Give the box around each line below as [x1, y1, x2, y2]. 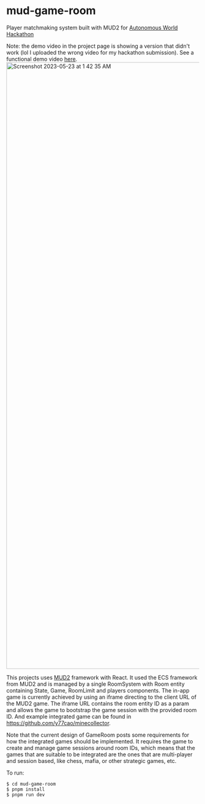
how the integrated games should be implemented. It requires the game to [6, 737, 193, 745]
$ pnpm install [6, 786, 45, 792]
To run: [6, 769, 24, 776]
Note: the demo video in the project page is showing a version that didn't [6, 42, 190, 50]
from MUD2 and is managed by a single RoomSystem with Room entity [6, 680, 185, 688]
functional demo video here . [6, 55, 78, 62]
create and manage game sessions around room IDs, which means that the [6, 744, 196, 751]
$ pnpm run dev [6, 791, 45, 798]
